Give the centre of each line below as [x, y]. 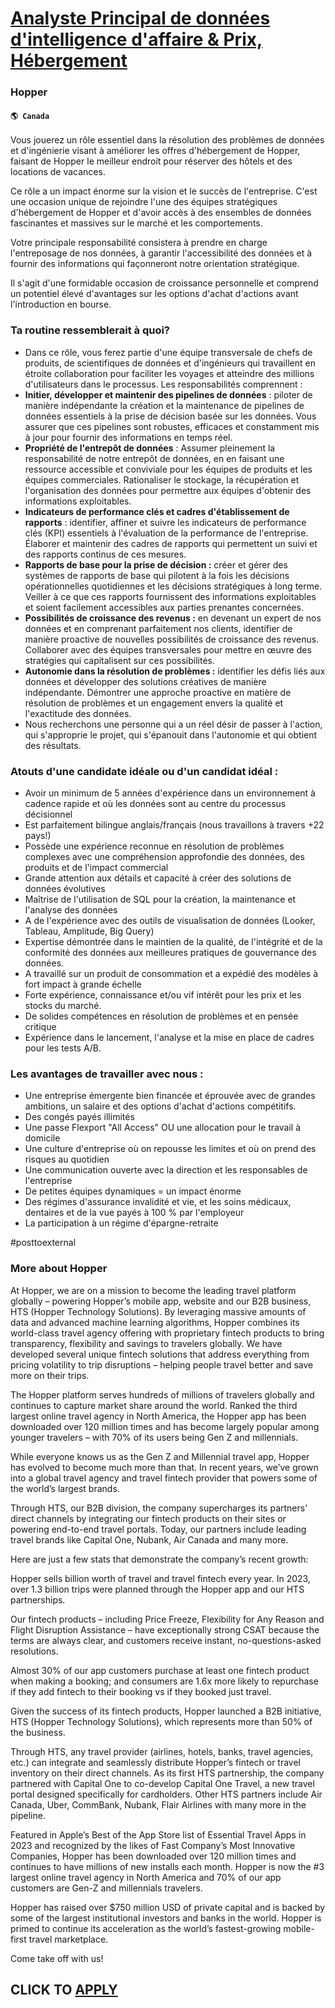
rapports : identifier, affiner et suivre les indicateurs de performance [165, 522]
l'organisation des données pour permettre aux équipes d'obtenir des [168, 490]
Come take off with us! [57, 1958]
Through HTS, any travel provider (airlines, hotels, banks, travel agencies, [162, 1751]
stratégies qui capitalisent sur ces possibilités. [120, 660]
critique [40, 1026]
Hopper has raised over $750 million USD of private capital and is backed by [168, 1907]
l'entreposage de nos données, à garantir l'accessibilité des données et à [161, 253]
